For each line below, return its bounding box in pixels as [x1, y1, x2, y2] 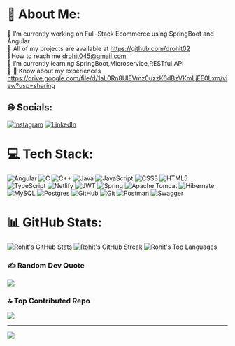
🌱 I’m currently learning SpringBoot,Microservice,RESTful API [7, 59, 184, 67]
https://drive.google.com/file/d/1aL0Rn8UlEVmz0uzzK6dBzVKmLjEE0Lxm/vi [7, 73, 228, 82]
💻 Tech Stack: [7, 146, 94, 161]
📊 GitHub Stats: [7, 215, 103, 230]
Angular [7, 36, 30, 45]
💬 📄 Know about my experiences [7, 66, 101, 75]
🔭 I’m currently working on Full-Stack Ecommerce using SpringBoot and [7, 29, 215, 38]
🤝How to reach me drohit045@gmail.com [7, 52, 127, 60]
